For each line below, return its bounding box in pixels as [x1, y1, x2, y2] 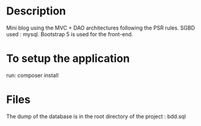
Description [6, 4, 66, 18]
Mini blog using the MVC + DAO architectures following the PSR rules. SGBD [6, 24, 196, 31]
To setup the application [6, 52, 130, 66]
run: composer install [6, 71, 59, 79]
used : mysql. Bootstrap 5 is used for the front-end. [6, 30, 134, 37]
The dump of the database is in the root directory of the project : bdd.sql [6, 113, 187, 120]
